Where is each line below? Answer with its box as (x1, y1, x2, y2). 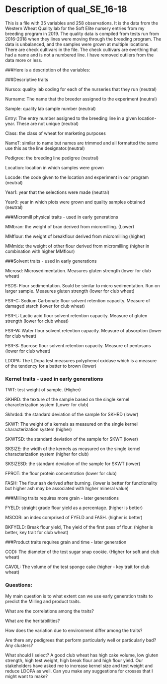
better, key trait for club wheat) (5, 530, 69, 536)
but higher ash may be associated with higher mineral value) (5, 486, 129, 492)
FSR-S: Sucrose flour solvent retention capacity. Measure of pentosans (5, 342, 151, 348)
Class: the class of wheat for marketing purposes (5, 130, 106, 136)
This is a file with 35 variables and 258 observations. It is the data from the (5, 20, 158, 26)
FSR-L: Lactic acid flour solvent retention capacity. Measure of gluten (5, 312, 148, 318)
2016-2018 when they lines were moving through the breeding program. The (5, 36, 162, 42)
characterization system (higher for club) (5, 451, 89, 457)
